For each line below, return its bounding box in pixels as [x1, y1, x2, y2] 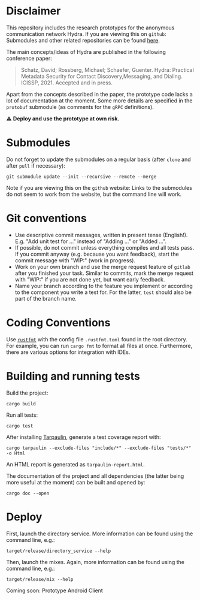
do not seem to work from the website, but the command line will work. [6, 190, 181, 198]
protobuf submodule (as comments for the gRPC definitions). [6, 103, 154, 110]
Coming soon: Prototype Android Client [6, 587, 103, 594]
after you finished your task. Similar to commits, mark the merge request [14, 269, 193, 277]
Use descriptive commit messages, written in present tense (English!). [14, 231, 188, 238]
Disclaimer [6, 4, 61, 18]
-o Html [6, 450, 26, 456]
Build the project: [6, 389, 49, 396]
